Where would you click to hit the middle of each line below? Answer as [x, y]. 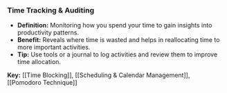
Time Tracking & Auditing [51, 10]
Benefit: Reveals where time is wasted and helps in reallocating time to [118, 40]
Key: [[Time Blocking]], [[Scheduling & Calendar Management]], [99, 75]
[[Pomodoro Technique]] [42, 83]
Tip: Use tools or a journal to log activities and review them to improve [117, 54]
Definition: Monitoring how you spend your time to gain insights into [115, 25]
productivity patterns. [48, 32]
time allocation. [39, 62]
